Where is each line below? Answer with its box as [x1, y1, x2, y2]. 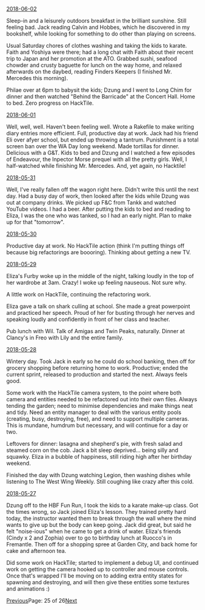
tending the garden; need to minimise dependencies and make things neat [6, 402, 193, 409]
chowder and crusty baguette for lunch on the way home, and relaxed [6, 61, 182, 69]
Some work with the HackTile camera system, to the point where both [6, 389, 182, 396]
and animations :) [6, 585, 50, 592]
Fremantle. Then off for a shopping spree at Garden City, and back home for [6, 541, 198, 548]
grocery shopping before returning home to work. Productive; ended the [6, 364, 189, 371]
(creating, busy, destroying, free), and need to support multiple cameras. [6, 415, 189, 422]
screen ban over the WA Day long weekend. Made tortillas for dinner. [6, 143, 180, 149]
